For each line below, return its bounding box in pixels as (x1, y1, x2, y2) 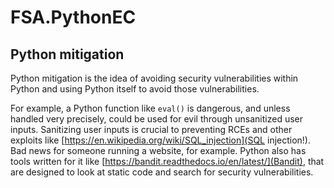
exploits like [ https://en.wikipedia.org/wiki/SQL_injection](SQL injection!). (10, 134, 311, 146)
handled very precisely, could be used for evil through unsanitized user (10, 113, 304, 125)
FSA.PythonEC (10, 6, 137, 29)
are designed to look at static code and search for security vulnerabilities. (10, 166, 314, 178)
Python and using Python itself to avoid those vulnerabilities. (10, 83, 260, 95)
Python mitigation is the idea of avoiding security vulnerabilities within (10, 72, 299, 84)
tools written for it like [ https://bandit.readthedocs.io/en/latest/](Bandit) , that (10, 156, 325, 167)
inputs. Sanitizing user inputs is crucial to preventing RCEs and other (10, 124, 293, 135)
